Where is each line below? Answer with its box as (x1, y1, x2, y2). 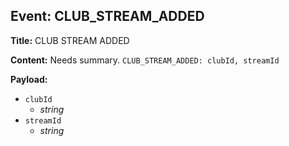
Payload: (10, 73, 48, 85)
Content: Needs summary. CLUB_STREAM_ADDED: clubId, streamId (10, 54, 280, 66)
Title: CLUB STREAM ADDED (10, 34, 130, 46)
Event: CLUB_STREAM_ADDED (10, 8, 205, 25)
